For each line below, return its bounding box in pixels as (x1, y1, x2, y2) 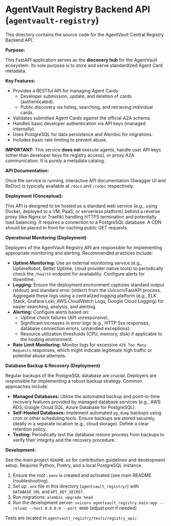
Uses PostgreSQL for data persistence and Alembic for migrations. (12, 131, 153, 137)
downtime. (12, 276, 35, 282)
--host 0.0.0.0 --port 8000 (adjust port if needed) (29, 504, 137, 511)
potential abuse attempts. (12, 353, 66, 359)
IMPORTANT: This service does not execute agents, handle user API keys (5, 146, 161, 152)
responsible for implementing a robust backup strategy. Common (5, 378, 142, 384)
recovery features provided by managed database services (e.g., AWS (12, 399, 161, 405)
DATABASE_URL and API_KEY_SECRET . (12, 489, 84, 495)
